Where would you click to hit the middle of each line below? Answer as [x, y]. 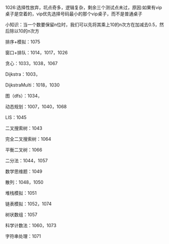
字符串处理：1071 [23, 236]
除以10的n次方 [24, 31]
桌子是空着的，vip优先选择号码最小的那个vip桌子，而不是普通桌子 [74, 14]
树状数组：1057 [21, 215]
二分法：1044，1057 [27, 161]
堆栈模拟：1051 [21, 193]
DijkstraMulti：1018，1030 [32, 85]
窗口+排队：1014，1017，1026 [37, 53]
